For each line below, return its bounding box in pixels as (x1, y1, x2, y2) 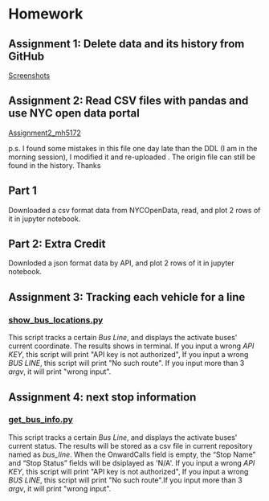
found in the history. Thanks (8, 160, 101, 170)
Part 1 (8, 184, 38, 198)
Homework (8, 5, 84, 23)
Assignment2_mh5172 (8, 128, 82, 138)
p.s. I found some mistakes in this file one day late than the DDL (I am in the (8, 143, 258, 153)
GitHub (8, 49, 45, 63)
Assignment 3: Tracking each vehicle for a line (8, 290, 246, 304)
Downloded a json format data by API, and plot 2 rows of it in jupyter (8, 258, 234, 268)
